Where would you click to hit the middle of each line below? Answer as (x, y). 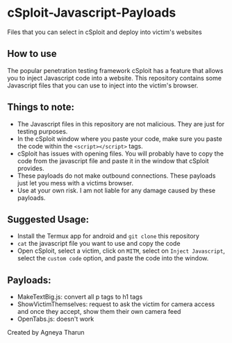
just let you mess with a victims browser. (75, 183)
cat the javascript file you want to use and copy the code (99, 244)
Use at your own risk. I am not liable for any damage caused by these (116, 190)
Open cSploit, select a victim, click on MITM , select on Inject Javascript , (121, 251)
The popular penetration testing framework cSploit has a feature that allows (115, 70)
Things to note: (41, 107)
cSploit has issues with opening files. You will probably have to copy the (121, 153)
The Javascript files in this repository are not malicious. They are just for (121, 124)
